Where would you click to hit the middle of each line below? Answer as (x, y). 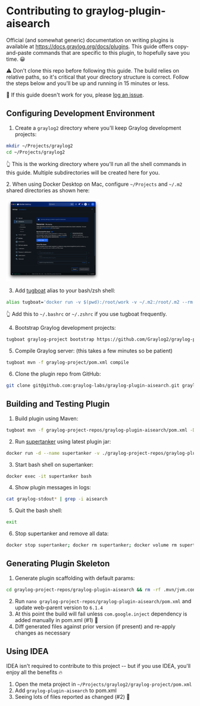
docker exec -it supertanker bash (49, 476)
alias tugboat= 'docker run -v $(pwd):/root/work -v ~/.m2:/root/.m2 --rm (100, 302)
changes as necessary (43, 633)
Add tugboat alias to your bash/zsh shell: (65, 290)
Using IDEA (27, 652)
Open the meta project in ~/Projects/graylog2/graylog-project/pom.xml (103, 684)
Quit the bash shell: (38, 511)
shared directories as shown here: (48, 190)
